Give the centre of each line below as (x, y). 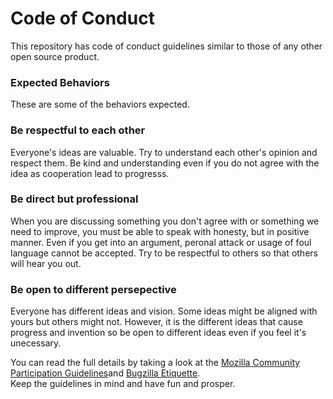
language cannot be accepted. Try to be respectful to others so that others (164, 253)
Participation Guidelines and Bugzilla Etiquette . (105, 373)
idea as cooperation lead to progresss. (90, 173)
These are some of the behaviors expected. (100, 104)
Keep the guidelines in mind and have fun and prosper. (123, 384)
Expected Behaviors (60, 82)
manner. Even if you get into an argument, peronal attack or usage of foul (161, 242)
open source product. (55, 56)
